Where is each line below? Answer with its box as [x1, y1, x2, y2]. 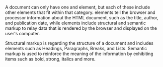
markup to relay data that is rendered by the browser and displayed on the [5, 25, 158, 31]
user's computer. [5, 31, 40, 36]
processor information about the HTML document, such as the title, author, [5, 15, 159, 20]
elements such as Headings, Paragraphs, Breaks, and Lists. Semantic [5, 46, 147, 51]
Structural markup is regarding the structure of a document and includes [5, 40, 154, 46]
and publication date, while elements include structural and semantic [5, 20, 146, 26]
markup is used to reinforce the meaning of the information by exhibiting [5, 51, 154, 57]
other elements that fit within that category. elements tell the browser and [5, 9, 156, 15]
